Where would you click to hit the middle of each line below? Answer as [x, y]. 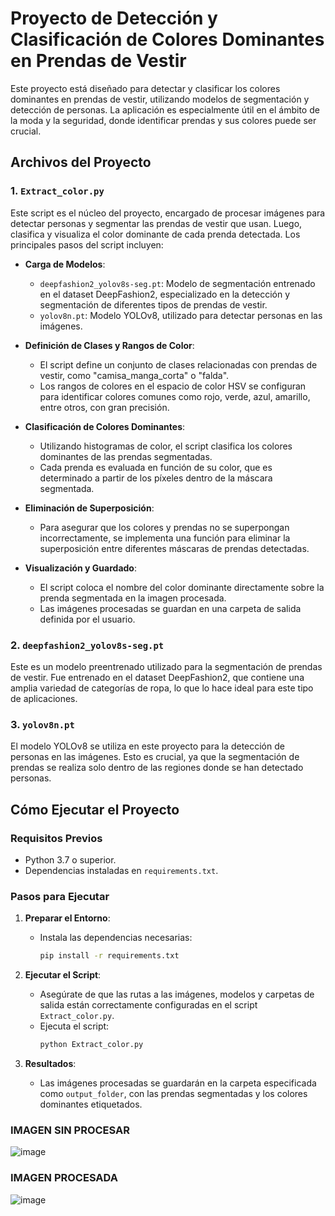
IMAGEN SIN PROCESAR [70, 1130]
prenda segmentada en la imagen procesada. [133, 598]
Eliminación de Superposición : [89, 508]
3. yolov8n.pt [42, 724]
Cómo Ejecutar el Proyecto [95, 809]
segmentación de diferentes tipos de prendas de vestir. [153, 304]
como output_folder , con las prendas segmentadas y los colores [173, 1093]
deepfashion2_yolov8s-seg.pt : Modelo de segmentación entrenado [177, 283]
